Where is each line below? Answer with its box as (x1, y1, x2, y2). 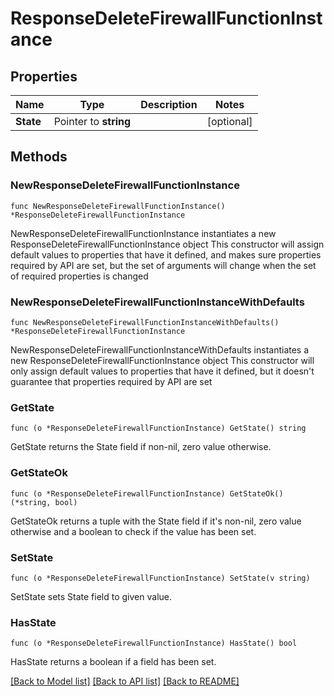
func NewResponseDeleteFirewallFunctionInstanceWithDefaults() (10, 317, 280, 327)
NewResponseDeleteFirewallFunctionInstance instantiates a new (10, 227, 277, 239)
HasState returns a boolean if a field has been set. (10, 656, 217, 668)
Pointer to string (53, 115, 132, 128)
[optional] (206, 115, 253, 128)
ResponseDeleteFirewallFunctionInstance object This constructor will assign (10, 238, 325, 250)
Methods (10, 148, 68, 166)
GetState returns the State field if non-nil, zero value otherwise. (10, 441, 272, 453)
